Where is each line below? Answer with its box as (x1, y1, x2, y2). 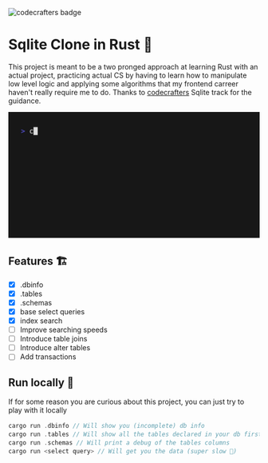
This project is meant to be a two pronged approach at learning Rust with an (8, 62, 258, 71)
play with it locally (8, 405, 68, 415)
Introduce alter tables (19, 343, 91, 353)
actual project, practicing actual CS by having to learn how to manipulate (8, 70, 247, 80)
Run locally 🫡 (8, 376, 74, 389)
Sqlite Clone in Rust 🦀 (8, 36, 153, 54)
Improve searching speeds (19, 325, 108, 335)
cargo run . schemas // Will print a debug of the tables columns (8, 438, 230, 447)
